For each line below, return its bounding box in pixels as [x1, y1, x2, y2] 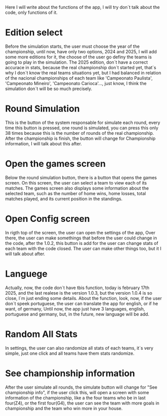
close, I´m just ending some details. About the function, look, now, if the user [5, 295, 163, 301]
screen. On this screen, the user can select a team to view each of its [5, 180, 147, 186]
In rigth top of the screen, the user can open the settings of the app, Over [5, 229, 156, 235]
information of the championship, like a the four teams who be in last [5, 395, 146, 401]
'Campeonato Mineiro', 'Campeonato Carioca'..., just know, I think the [5, 80, 147, 86]
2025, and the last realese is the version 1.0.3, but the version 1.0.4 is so [5, 290, 153, 296]
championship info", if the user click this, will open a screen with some [5, 389, 149, 395]
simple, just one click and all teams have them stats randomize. [5, 350, 135, 356]
